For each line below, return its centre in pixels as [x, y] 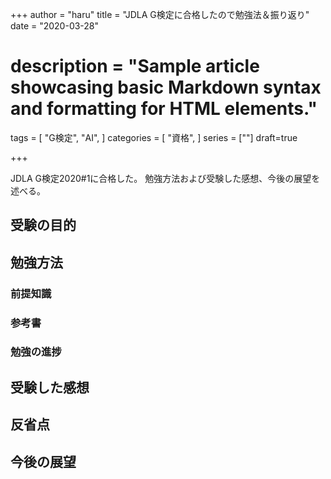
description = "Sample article [135, 66]
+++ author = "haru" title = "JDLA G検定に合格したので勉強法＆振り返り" [160, 14]
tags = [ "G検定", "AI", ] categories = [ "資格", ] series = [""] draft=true [154, 137]
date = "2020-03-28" [55, 26]
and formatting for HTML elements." [164, 109]
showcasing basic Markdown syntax [166, 87]
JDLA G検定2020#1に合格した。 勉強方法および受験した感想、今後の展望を [165, 178]
